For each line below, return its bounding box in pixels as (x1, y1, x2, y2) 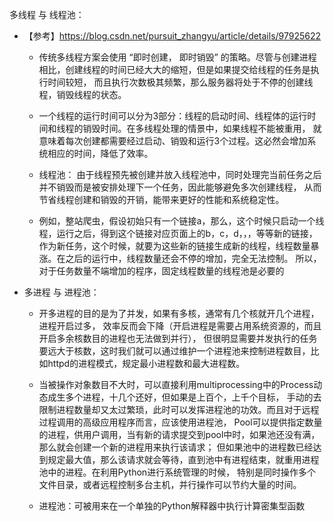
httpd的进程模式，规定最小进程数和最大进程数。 (47, 358, 246, 369)
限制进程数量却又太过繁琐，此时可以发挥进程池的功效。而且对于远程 (38, 404, 320, 415)
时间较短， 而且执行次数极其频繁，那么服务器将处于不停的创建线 (47, 76, 314, 88)
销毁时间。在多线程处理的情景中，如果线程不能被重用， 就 (82, 123, 322, 134)
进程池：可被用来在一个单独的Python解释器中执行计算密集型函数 (38, 500, 306, 512)
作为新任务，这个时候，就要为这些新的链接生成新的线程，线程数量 (38, 240, 311, 252)
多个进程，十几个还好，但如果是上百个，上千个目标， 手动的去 (65, 391, 322, 403)
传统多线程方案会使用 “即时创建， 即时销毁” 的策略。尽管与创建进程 (38, 51, 317, 63)
